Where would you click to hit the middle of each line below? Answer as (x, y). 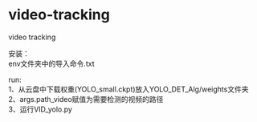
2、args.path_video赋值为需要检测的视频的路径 (86, 99)
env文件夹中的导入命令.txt (51, 63)
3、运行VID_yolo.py (40, 109)
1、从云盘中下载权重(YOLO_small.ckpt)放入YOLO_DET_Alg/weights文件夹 (128, 89)
